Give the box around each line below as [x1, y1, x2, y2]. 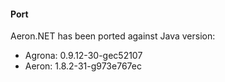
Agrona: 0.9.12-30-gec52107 [24, 50, 143, 62]
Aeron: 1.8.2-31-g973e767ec [24, 60, 142, 72]
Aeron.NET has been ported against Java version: [10, 30, 216, 42]
